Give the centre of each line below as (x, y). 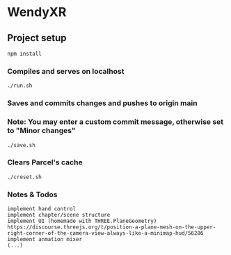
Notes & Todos (32, 194)
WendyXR (37, 12)
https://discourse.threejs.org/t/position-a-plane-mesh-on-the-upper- (112, 227)
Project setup (37, 38)
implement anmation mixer (45, 240)
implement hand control (42, 209)
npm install (24, 54)
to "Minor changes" (41, 131)
